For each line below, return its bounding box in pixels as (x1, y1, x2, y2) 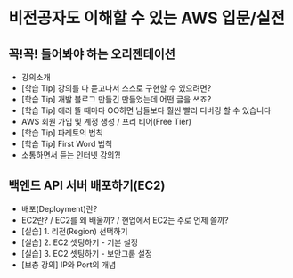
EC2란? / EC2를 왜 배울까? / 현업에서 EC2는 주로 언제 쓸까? (20, 215, 229, 225)
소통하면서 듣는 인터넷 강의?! (20, 150, 121, 160)
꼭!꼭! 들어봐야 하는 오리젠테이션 (8, 46, 175, 61)
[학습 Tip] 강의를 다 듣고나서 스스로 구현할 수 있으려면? (20, 83, 212, 94)
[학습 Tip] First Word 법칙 (20, 139, 113, 149)
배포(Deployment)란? (20, 203, 98, 214)
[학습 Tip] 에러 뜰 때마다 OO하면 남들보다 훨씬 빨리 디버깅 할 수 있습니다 (20, 105, 272, 116)
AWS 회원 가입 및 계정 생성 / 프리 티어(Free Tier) (20, 117, 192, 127)
